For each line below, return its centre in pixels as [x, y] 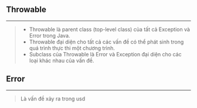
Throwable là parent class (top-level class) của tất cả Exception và [110, 29]
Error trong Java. [50, 35]
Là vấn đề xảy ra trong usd [53, 99]
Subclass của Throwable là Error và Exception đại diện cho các [105, 54]
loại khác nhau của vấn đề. [62, 60]
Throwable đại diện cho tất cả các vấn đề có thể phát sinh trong [106, 42]
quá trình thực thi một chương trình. [72, 48]
